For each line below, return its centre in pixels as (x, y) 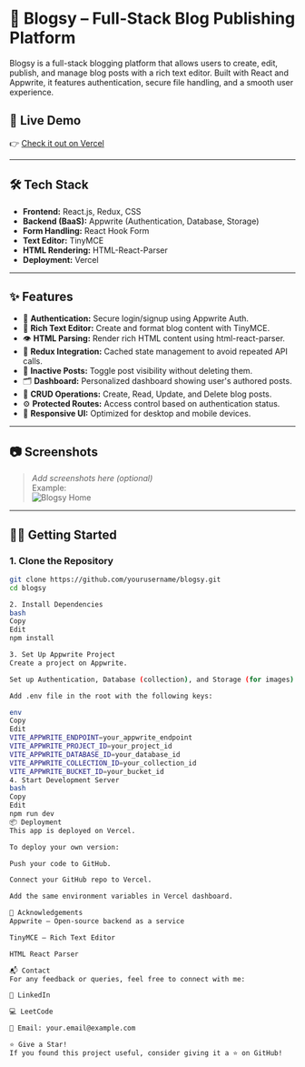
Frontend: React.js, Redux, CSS (82, 211)
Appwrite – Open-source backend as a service (97, 921)
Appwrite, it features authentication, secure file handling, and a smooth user (152, 82)
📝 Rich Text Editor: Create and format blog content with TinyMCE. (146, 328)
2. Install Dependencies (56, 604)
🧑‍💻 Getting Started (63, 534)
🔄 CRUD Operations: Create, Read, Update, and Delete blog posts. (147, 394)
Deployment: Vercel (60, 259)
